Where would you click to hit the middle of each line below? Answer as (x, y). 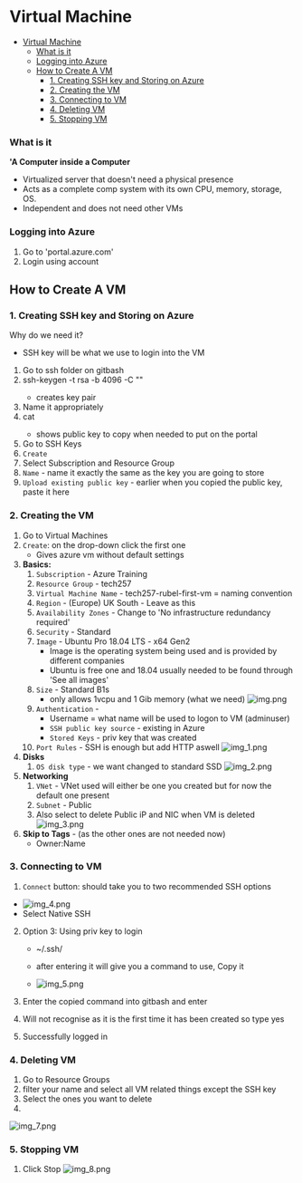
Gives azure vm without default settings (110, 554)
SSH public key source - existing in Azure (127, 727)
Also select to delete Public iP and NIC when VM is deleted (146, 814)
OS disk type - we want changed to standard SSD (129, 766)
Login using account (61, 261)
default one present (73, 795)
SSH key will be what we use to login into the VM (113, 353)
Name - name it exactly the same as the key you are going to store (143, 473)
